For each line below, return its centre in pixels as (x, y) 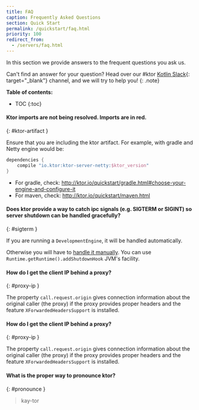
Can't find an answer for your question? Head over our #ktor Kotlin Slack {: (98, 74)
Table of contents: (29, 92)
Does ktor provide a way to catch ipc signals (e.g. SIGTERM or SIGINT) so (99, 209)
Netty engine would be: (35, 149)
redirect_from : (25, 40)
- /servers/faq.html (37, 46)
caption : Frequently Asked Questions (54, 17)
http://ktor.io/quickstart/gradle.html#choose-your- (124, 182)
